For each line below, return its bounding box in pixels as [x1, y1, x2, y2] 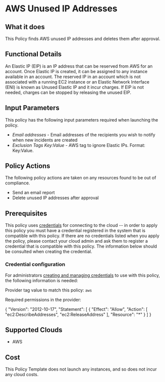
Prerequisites [5, 209, 47, 217]
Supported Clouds [5, 326, 63, 334]
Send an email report [12, 190, 55, 196]
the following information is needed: [5, 277, 78, 283]
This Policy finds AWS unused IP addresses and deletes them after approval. [5, 36, 161, 42]
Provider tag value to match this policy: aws [5, 287, 92, 293]
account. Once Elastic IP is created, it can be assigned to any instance [5, 68, 148, 74]
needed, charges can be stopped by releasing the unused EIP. [5, 89, 132, 95]
